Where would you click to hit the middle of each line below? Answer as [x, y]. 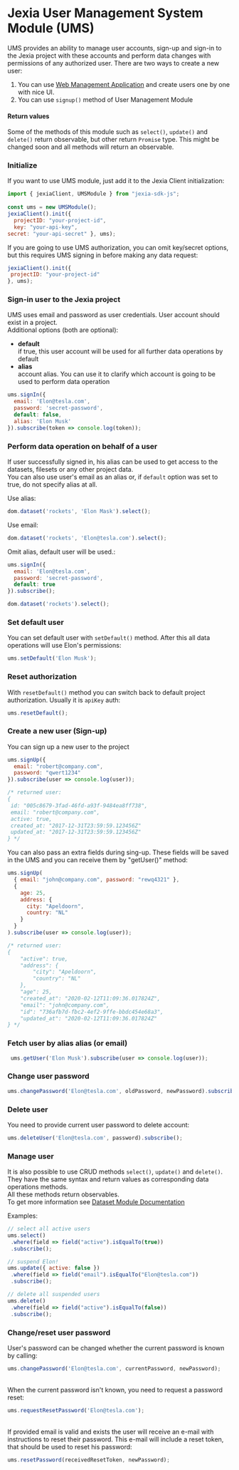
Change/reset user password [59, 1332]
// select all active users [49, 1229]
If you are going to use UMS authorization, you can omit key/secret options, [118, 247]
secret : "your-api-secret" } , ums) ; [62, 234]
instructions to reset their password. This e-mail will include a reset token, [116, 1439]
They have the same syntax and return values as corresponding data [108, 1179]
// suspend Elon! [33, 1262]
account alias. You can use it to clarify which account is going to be [116, 374]
